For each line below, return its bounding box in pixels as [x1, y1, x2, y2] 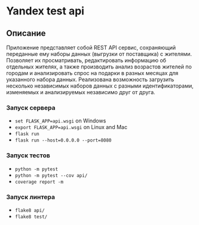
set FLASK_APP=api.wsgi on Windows [14, 117, 106, 124]
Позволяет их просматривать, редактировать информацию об [6, 57, 166, 64]
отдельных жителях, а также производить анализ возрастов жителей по [6, 63, 192, 70]
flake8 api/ [14, 207, 45, 214]
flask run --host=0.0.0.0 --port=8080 [14, 137, 112, 143]
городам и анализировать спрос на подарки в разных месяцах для [6, 70, 179, 76]
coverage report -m [14, 179, 64, 185]
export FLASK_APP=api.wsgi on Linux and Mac [14, 124, 127, 131]
